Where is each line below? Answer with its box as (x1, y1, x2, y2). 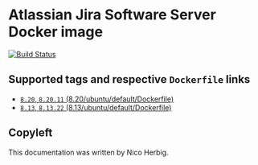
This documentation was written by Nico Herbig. (8, 147, 169, 157)
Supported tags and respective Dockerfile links (8, 72, 251, 86)
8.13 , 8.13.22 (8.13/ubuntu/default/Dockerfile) (19, 102, 172, 112)
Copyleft (8, 126, 53, 140)
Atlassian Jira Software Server (8, 6, 217, 24)
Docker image (8, 23, 103, 41)
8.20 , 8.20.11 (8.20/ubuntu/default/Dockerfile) (19, 94, 174, 104)
